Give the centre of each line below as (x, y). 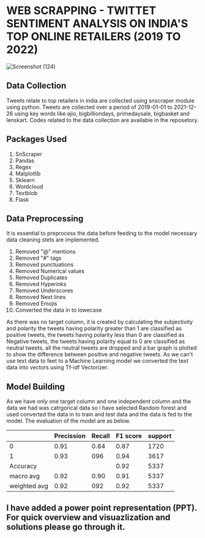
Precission (70, 436)
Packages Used (37, 139)
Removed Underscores (44, 290)
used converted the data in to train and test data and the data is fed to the (99, 415)
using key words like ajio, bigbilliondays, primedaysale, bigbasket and (102, 113)
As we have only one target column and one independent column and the (99, 402)
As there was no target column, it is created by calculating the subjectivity (100, 322)
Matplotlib (28, 173)
